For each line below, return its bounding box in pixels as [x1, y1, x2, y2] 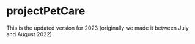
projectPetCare [6, 4, 86, 18]
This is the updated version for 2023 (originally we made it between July [6, 24, 189, 31]
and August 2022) [6, 30, 52, 37]
